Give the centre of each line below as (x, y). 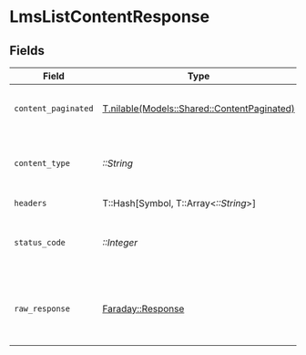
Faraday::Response (143, 309)
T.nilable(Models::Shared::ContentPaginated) (199, 109)
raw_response (42, 309)
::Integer (120, 242)
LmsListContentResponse (110, 17)
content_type (42, 163)
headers (31, 203)
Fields (27, 51)
